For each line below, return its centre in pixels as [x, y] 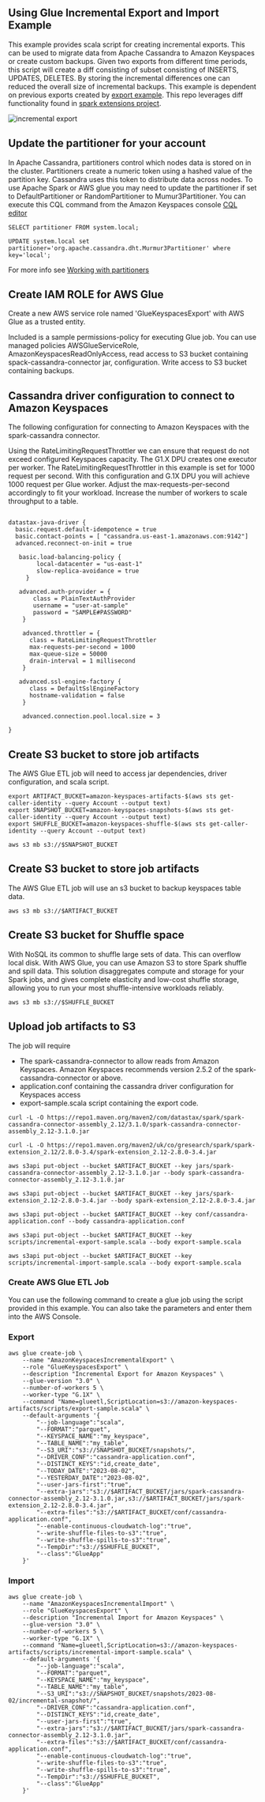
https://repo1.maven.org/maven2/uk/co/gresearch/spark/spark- [151, 1145]
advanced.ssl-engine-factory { [70, 682]
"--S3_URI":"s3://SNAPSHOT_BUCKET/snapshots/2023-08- [127, 1694]
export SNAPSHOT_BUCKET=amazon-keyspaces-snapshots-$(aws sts [112, 810]
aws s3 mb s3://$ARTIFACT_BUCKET [63, 911]
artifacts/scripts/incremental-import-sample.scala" [97, 1653]
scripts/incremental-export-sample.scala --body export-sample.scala [125, 1242]
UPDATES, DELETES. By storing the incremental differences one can [119, 77]
